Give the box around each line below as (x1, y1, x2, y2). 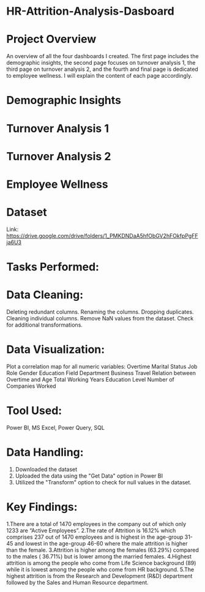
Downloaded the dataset (15, 465, 78, 473)
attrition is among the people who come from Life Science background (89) (6, 559, 196, 566)
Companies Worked (6, 382, 56, 390)
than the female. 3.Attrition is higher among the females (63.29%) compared (6, 546, 199, 553)
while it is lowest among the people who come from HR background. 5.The (6, 566, 195, 573)
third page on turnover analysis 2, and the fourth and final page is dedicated (6, 65, 199, 73)
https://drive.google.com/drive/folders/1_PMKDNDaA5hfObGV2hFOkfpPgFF (6, 232, 198, 239)
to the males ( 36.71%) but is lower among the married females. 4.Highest (6, 552, 192, 560)
